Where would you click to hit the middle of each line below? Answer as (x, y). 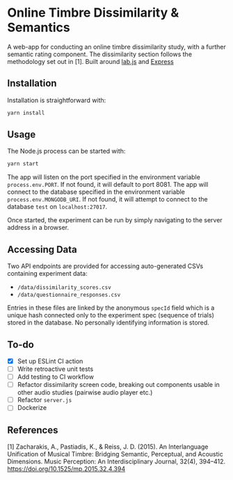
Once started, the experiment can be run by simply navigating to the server (115, 220)
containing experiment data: (48, 274)
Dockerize (32, 408)
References (33, 430)
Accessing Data (42, 249)
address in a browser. (38, 228)
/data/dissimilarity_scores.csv (64, 288)
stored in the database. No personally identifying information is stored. (109, 323)
